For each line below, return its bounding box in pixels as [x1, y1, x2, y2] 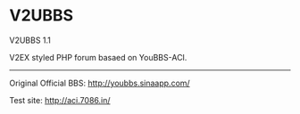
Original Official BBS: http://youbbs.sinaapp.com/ [9, 77, 190, 88]
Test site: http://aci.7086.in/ [9, 94, 111, 105]
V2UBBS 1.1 [9, 35, 52, 45]
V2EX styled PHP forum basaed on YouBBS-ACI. [9, 52, 187, 62]
